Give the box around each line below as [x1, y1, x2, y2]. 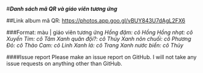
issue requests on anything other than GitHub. [6, 60, 122, 67]
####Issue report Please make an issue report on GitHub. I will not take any [6, 54, 197, 60]
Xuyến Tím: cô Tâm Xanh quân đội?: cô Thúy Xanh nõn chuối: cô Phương [6, 35, 191, 42]
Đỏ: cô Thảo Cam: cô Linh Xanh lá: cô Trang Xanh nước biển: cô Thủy [6, 42, 183, 49]
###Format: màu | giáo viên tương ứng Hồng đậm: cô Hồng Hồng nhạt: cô [6, 29, 193, 36]
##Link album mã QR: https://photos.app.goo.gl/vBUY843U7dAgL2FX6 [6, 17, 185, 24]
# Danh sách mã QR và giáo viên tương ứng [6, 5, 117, 12]
